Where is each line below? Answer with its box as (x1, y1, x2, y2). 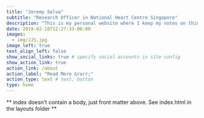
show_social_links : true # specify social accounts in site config (6, 54, 181, 60)
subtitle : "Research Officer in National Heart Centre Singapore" (6, 15, 178, 21)
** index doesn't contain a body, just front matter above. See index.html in (6, 99, 192, 106)
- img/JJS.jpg (12, 37, 47, 43)
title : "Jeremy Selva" (6, 8, 64, 15)
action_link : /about (6, 65, 59, 71)
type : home (6, 82, 34, 88)
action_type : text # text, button (6, 76, 94, 82)
